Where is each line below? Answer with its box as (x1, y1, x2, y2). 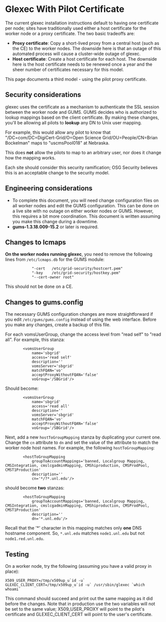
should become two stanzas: (5, 485, 64, 491)
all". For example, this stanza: (5, 337, 65, 343)
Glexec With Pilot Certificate (5, 3, 125, 15)
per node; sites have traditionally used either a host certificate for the (5, 25, 147, 31)
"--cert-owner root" (31, 275, 74, 280)
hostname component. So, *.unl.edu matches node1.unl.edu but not (5, 531, 145, 536)
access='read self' (31, 355, 72, 360)
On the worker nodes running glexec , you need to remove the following (5, 251, 153, 257)
